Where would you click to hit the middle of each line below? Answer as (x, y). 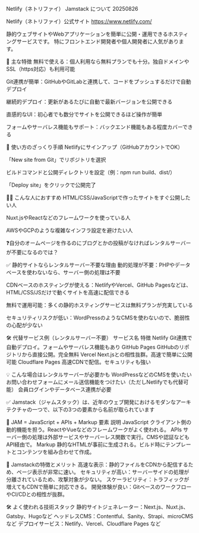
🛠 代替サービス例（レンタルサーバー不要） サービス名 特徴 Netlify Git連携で (99, 338)
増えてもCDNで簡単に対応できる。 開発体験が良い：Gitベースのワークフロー (99, 487)
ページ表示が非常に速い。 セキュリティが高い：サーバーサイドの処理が (103, 472)
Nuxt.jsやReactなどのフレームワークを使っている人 (68, 218)
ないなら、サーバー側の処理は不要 (79, 272)
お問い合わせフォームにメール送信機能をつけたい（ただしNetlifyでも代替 (95, 382)
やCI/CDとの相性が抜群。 (37, 494)
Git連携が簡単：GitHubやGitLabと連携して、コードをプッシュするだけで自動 (99, 81)
